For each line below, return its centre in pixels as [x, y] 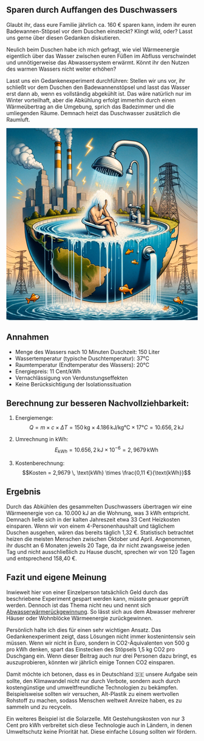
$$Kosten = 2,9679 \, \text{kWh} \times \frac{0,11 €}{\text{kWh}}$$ [107, 472]
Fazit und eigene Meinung [56, 577]
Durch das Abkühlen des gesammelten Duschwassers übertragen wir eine [99, 506]
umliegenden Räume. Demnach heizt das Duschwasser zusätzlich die [93, 113]
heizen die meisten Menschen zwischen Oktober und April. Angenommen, [99, 539]
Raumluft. [18, 119]
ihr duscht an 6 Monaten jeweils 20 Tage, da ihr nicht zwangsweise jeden [98, 545]
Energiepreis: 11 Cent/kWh [48, 371]
